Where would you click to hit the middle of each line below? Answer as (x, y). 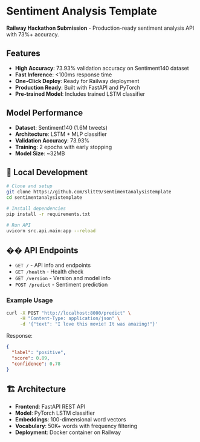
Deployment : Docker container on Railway (68, 432)
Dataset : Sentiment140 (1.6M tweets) (61, 127)
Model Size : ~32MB (40, 153)
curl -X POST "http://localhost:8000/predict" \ (69, 313)
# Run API (19, 225)
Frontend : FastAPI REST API (50, 407)
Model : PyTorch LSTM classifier (55, 413)
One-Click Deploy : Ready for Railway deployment (77, 81)
